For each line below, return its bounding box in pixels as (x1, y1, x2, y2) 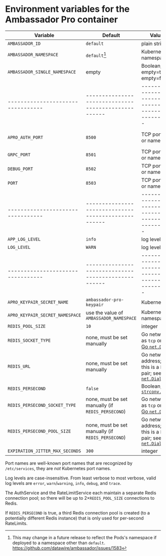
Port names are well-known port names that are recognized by (5, 460, 132, 466)
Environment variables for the (5, 3, 130, 15)
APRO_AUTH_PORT (7, 134, 43, 140)
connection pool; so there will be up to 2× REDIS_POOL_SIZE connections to (5, 495, 155, 501)
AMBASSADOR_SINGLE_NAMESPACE (7, 69, 76, 75)
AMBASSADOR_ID (7, 40, 41, 46)
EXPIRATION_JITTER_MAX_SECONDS (7, 448, 82, 454)
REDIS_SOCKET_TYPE (7, 337, 51, 343)
